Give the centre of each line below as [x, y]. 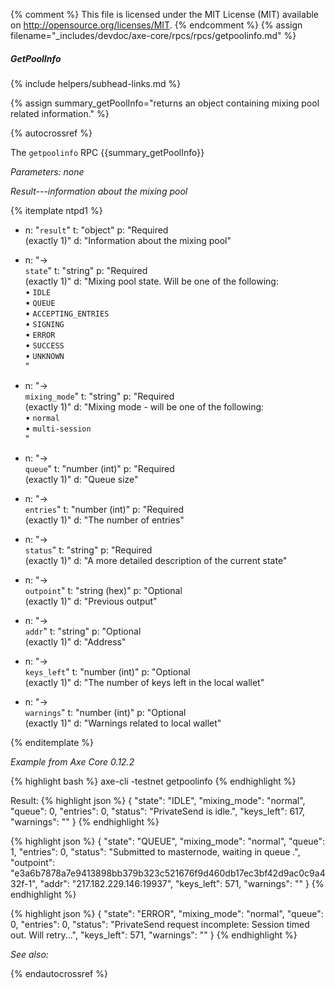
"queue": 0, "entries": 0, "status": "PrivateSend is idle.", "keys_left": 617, [158, 811]
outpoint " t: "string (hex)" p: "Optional [103, 590]
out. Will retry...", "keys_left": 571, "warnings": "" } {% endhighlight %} [154, 935]
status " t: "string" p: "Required [88, 550]
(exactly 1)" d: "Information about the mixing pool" [128, 240]
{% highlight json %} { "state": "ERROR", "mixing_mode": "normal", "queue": [167, 913]
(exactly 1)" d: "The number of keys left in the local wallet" [144, 682]
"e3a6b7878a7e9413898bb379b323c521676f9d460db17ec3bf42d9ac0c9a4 [168, 873]
